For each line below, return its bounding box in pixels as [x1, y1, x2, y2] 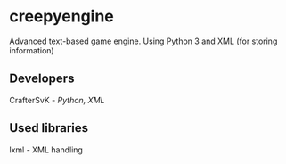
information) [9, 45, 55, 55]
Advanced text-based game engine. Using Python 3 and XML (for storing [9, 36, 278, 46]
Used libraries [9, 120, 89, 135]
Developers [9, 71, 75, 86]
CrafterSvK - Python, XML [9, 94, 105, 105]
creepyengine [9, 6, 114, 27]
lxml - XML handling [9, 144, 83, 155]
